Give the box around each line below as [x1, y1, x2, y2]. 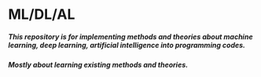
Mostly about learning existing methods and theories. [8, 60, 189, 70]
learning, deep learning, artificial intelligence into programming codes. [8, 40, 246, 49]
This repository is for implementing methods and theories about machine [8, 31, 253, 41]
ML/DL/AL [8, 5, 75, 24]
